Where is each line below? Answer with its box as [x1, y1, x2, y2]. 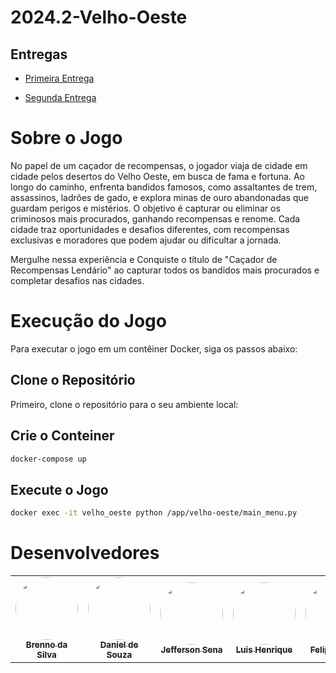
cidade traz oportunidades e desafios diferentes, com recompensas [10, 223, 290, 235]
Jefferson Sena [160, 644, 223, 655]
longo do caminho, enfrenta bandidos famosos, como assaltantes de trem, [10, 181, 318, 193]
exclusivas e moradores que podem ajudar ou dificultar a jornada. [10, 234, 282, 246]
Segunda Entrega [24, 92, 97, 103]
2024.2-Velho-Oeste [10, 6, 188, 29]
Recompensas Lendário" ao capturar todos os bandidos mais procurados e [10, 264, 320, 276]
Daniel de [99, 639, 139, 650]
